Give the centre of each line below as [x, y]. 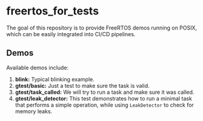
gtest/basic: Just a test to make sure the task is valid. [82, 85]
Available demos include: [37, 67]
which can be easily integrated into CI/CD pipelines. [71, 34]
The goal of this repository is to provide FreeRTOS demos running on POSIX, [102, 28]
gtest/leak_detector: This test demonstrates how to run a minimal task [103, 98]
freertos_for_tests [52, 11]
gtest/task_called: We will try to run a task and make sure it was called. [105, 92]
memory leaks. [34, 111]
